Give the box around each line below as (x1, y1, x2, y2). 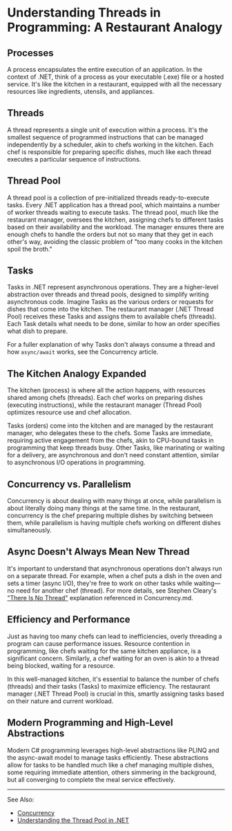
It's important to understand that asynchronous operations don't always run (7, 564, 222, 573)
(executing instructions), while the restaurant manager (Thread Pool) (7, 401, 202, 409)
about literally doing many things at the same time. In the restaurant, (7, 504, 202, 513)
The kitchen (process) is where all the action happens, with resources (7, 386, 206, 394)
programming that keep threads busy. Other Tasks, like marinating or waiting (7, 443, 225, 452)
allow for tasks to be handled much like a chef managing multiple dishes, (7, 761, 214, 769)
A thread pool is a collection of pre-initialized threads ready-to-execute (7, 193, 209, 202)
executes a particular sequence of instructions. (7, 155, 142, 163)
